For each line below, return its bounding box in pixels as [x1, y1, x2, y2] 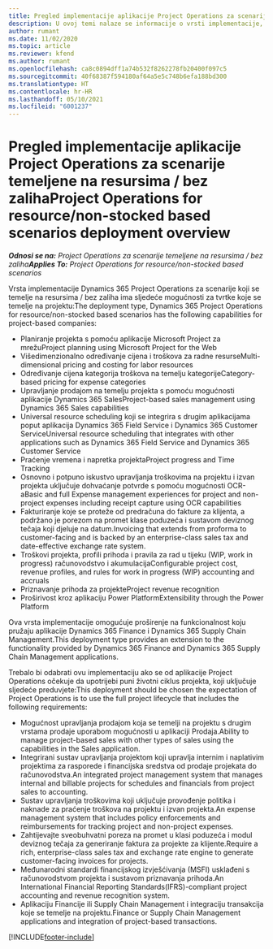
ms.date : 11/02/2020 [8, 34, 79, 43]
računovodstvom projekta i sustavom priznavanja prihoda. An [19, 873, 224, 883]
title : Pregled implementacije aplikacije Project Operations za [8, 11, 234, 20]
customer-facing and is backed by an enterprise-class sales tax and [19, 533, 249, 543]
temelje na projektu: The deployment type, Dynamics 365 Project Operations [8, 301, 263, 311]
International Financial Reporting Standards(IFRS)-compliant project [19, 882, 248, 892]
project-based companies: [8, 318, 97, 328]
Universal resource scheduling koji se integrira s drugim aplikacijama [19, 412, 250, 422]
